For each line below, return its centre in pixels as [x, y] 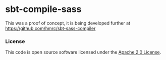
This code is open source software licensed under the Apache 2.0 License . [83, 52]
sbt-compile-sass [43, 9]
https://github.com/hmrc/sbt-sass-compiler [50, 28]
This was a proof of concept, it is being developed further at [68, 23]
